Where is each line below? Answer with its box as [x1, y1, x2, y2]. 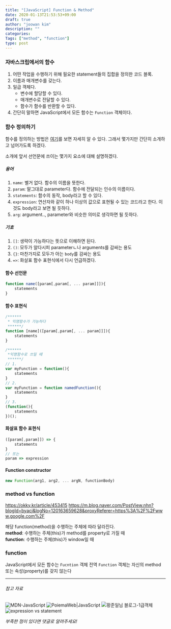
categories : [5, 31, 31, 36]
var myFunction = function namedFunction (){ [5, 385, 101, 391]
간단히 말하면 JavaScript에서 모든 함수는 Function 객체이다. [12, 109, 132, 115]
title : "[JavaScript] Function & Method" [5, 7, 95, 13]
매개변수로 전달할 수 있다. [20, 96, 71, 103]
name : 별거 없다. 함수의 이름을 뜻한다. [12, 180, 85, 186]
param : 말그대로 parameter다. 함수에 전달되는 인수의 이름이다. [12, 186, 136, 192]
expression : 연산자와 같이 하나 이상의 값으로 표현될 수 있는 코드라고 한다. [12, 199, 158, 205]
